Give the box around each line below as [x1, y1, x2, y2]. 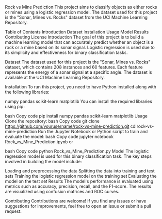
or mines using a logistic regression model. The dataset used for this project [5, 9, 158, 15]
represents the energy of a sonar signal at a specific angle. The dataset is [5, 69, 152, 75]
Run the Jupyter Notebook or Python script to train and [38, 129, 148, 134]
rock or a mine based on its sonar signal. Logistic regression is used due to [5, 45, 155, 50]
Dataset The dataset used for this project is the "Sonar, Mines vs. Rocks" [5, 59, 151, 65]
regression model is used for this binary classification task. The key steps [5, 153, 152, 159]
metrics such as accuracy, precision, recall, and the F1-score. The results [5, 184, 151, 189]
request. [5, 208, 22, 214]
